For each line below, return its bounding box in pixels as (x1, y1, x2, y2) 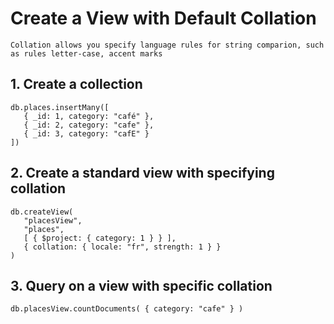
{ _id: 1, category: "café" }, (23, 111, 155, 121)
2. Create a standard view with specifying (10, 165, 275, 182)
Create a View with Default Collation (10, 7, 317, 30)
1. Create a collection (10, 76, 143, 93)
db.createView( (10, 207, 74, 217)
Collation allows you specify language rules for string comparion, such (10, 40, 325, 50)
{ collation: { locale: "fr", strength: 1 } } (23, 242, 222, 252)
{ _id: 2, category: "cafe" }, (23, 120, 155, 130)
